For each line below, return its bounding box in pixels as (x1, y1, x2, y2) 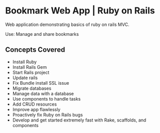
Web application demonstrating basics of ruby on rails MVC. (5, 21, 129, 27)
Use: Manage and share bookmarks (5, 31, 79, 37)
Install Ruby (12, 59, 37, 65)
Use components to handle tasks (12, 96, 81, 102)
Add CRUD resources (12, 101, 57, 107)
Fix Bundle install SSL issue (12, 80, 69, 86)
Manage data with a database (12, 90, 74, 97)
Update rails (12, 75, 38, 81)
